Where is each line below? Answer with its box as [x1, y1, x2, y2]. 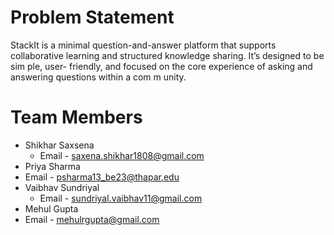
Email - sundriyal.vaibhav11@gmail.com [39, 192, 203, 204]
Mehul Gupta [24, 202, 79, 215]
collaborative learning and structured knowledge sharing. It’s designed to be [10, 49, 325, 61]
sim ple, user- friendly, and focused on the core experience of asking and [10, 60, 313, 72]
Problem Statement [10, 6, 175, 29]
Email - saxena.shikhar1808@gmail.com [39, 149, 205, 161]
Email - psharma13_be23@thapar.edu [24, 171, 180, 183]
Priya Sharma [24, 160, 81, 172]
